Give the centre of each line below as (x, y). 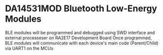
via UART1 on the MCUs (29, 48)
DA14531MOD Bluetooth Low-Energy (81, 9)
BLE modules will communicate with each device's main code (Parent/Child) (82, 43)
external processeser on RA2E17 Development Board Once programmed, (79, 38)
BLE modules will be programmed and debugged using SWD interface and (80, 32)
